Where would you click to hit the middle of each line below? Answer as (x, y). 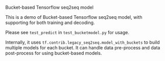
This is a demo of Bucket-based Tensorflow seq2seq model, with (74, 17)
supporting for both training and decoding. (50, 23)
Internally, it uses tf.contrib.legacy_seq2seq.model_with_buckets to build (82, 42)
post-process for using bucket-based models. (54, 53)
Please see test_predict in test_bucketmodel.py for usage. (67, 32)
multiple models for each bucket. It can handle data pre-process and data (83, 48)
